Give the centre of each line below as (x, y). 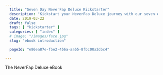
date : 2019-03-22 (27, 18)
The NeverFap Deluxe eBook (34, 67)
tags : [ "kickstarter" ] (34, 27)
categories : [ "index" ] (34, 32)
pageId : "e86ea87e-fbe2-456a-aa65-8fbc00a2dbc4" (59, 49)
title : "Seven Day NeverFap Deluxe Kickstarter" (59, 9)
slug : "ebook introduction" (38, 41)
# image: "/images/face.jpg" (39, 37)
